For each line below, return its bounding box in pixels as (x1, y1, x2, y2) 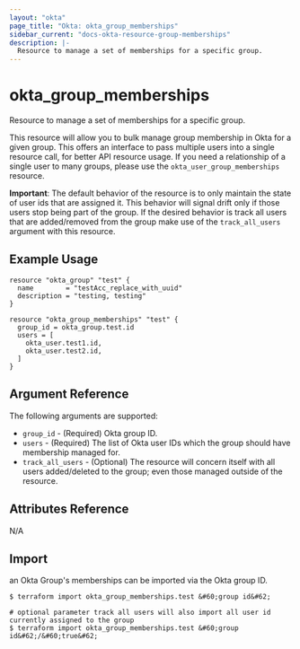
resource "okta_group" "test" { (9, 276, 130, 285)
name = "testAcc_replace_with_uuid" (17, 284, 182, 293)
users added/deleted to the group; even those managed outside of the (22, 466, 283, 477)
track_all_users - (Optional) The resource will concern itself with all (22, 456, 276, 467)
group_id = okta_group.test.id (17, 322, 135, 332)
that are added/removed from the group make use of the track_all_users (9, 216, 281, 227)
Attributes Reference (9, 502, 129, 517)
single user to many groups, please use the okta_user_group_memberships (9, 161, 280, 171)
